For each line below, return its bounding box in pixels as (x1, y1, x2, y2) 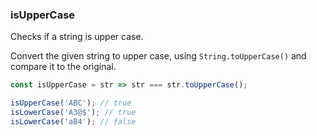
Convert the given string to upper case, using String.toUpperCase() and (10, 50, 307, 62)
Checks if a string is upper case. (10, 31, 144, 43)
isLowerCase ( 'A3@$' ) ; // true (10, 108, 137, 118)
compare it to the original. (10, 61, 117, 73)
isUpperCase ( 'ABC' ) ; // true (10, 98, 132, 108)
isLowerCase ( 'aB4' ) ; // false (10, 116, 137, 127)
